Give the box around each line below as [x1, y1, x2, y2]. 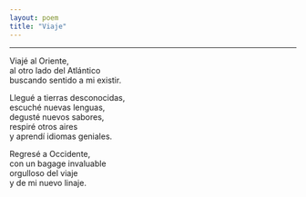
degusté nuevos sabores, [9, 111, 105, 123]
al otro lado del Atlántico [9, 64, 101, 75]
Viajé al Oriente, [9, 55, 70, 66]
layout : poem [9, 13, 59, 23]
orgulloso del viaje [9, 167, 78, 178]
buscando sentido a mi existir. [9, 74, 122, 85]
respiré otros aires [9, 121, 78, 132]
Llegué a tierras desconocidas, [9, 92, 126, 103]
